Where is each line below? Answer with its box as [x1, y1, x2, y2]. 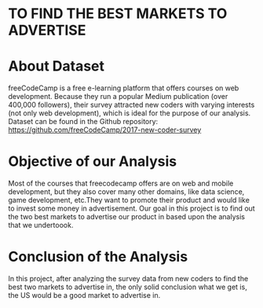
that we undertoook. [8, 221, 74, 230]
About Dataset [8, 57, 104, 75]
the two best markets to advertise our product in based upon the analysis [8, 212, 246, 222]
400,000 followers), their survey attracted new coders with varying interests [8, 100, 255, 110]
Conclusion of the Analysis [8, 248, 188, 266]
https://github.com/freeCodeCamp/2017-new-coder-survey [8, 125, 202, 134]
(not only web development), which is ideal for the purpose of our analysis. [8, 108, 251, 118]
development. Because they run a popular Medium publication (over [8, 92, 228, 101]
